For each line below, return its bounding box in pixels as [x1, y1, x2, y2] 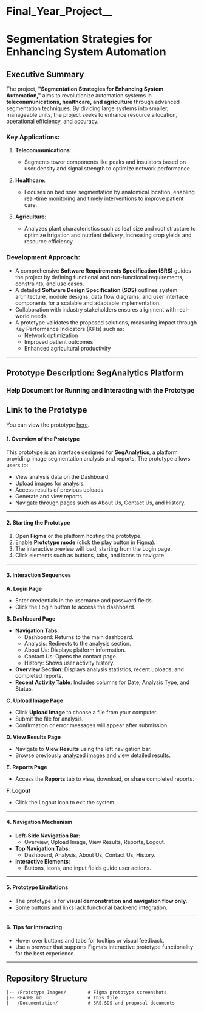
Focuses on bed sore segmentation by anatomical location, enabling [24, 189, 195, 196]
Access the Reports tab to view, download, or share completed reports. [15, 775, 194, 783]
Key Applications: [6, 133, 60, 141]
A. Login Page [6, 585, 42, 592]
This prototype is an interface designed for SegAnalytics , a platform [6, 448, 178, 456]
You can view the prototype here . [6, 421, 90, 428]
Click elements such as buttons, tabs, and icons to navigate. [15, 552, 166, 559]
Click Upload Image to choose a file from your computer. [15, 708, 158, 716]
